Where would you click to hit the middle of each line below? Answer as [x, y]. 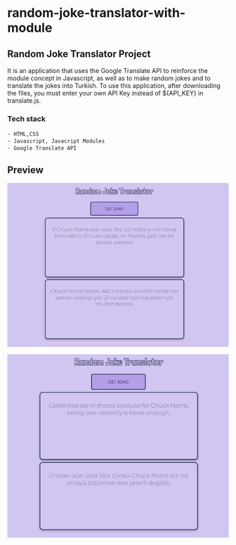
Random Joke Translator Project [79, 54]
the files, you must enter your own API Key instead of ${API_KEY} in [105, 93]
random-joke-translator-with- [97, 13]
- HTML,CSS [23, 134]
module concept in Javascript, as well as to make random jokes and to [109, 78]
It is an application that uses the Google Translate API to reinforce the [108, 71]
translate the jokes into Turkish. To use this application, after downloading [114, 85]
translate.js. [24, 101]
